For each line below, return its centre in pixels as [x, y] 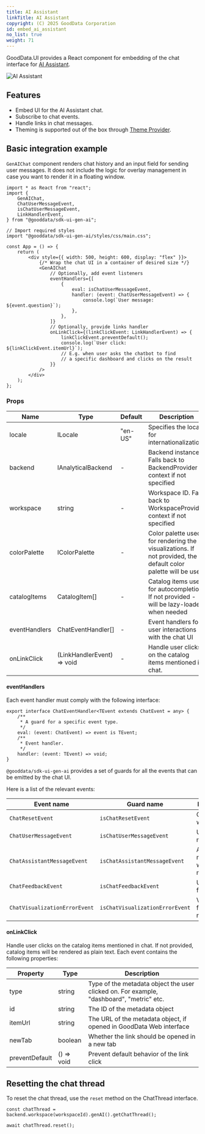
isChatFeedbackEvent [130, 886]
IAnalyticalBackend [85, 467]
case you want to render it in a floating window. [66, 176]
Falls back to [166, 460]
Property [31, 974]
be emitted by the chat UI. [39, 778]
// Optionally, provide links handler [99, 327]
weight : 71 [20, 40]
